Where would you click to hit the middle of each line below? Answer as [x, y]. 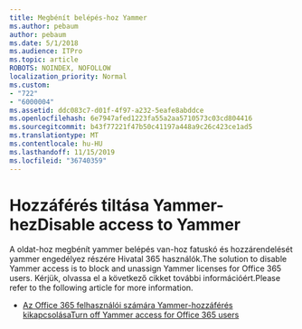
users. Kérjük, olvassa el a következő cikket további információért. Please [145, 278]
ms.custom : [30, 85]
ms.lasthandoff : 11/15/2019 [62, 152]
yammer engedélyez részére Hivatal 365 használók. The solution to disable [148, 259]
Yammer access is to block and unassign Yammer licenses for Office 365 [146, 268]
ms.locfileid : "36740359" [58, 160]
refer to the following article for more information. [101, 288]
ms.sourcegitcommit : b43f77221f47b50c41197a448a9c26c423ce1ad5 [131, 127]
